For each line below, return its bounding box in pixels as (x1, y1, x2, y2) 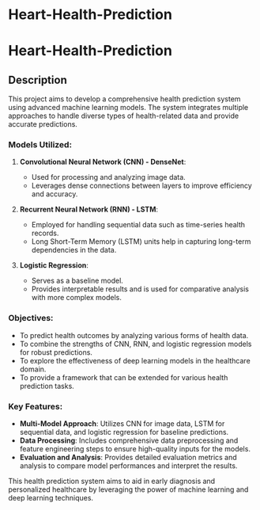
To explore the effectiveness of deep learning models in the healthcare (19, 356, 251, 365)
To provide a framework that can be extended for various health (19, 372, 228, 382)
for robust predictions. (19, 347, 93, 357)
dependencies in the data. (31, 245, 117, 255)
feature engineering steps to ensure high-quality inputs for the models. (19, 444, 251, 454)
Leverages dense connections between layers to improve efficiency (31, 181, 253, 191)
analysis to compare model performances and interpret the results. (19, 461, 238, 470)
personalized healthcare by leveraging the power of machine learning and (8, 485, 249, 494)
